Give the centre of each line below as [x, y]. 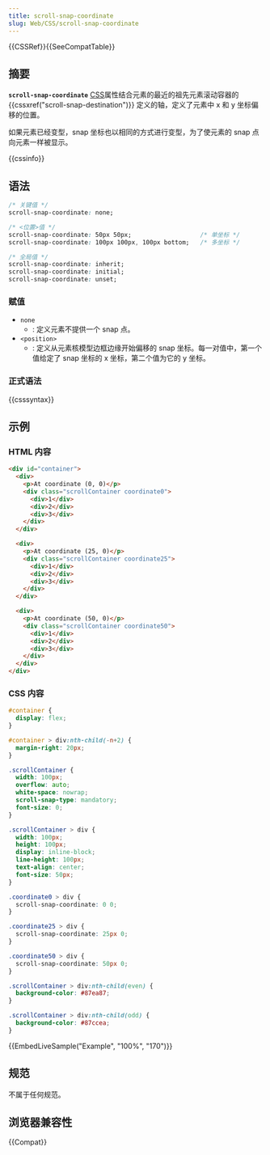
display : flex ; [41, 718]
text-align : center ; [50, 867]
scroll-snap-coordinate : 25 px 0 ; [72, 934]
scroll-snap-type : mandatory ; [66, 800]
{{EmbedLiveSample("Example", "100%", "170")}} [91, 1046]
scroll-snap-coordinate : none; [61, 213]
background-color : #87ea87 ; [63, 993]
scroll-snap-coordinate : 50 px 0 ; [72, 963]
